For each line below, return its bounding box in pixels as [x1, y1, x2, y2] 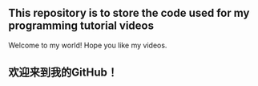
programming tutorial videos [8, 19, 155, 33]
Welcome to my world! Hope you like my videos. [8, 40, 167, 50]
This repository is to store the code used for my [8, 6, 250, 20]
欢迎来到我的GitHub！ [8, 66, 119, 80]
